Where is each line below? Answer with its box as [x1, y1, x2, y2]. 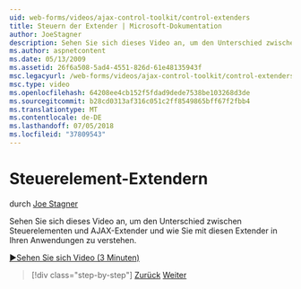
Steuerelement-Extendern [9, 169, 209, 189]
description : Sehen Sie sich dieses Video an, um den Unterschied [9, 38, 262, 48]
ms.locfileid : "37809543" [9, 130, 106, 139]
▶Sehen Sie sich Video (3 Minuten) [9, 252, 141, 263]
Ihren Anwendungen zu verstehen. [9, 234, 137, 245]
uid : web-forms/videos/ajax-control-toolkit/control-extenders [9, 13, 251, 22]
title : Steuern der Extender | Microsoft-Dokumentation [9, 22, 222, 31]
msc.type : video [9, 80, 70, 89]
